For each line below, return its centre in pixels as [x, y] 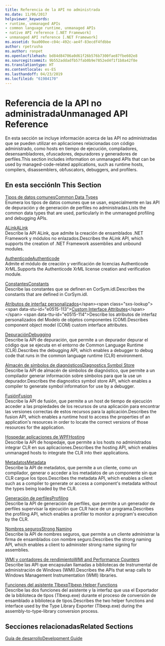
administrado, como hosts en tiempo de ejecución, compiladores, [71, 149]
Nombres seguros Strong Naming [39, 529]
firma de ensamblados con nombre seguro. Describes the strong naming [78, 539]
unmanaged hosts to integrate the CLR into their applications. [67, 452]
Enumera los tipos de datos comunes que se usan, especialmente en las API [82, 202]
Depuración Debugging [28, 334]
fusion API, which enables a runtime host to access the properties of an [78, 417]
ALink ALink [16, 228]
